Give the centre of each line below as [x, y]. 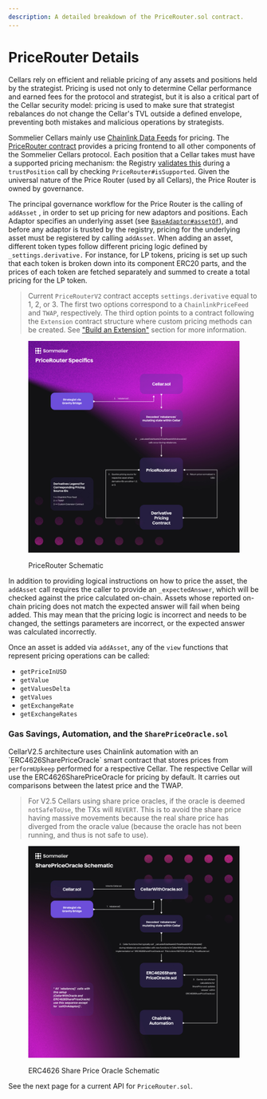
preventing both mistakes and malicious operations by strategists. [116, 122]
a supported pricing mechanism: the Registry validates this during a [119, 163]
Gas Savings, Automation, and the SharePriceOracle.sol [118, 734]
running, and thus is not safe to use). [88, 835]
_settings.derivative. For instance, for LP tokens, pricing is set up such [128, 255]
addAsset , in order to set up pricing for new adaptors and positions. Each [128, 212]
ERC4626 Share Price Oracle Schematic [94, 1070]
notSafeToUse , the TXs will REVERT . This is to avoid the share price [134, 809]
